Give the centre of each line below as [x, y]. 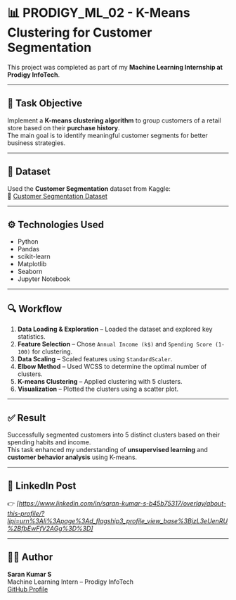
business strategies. [37, 143]
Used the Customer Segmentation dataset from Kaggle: [89, 188]
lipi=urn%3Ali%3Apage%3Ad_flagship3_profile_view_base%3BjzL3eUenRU [118, 520]
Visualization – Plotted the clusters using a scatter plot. [98, 389]
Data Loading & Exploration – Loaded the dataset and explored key [115, 329]
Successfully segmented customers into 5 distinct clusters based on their [113, 435]
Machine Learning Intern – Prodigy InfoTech [71, 582]
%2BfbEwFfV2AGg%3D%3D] [50, 528]
